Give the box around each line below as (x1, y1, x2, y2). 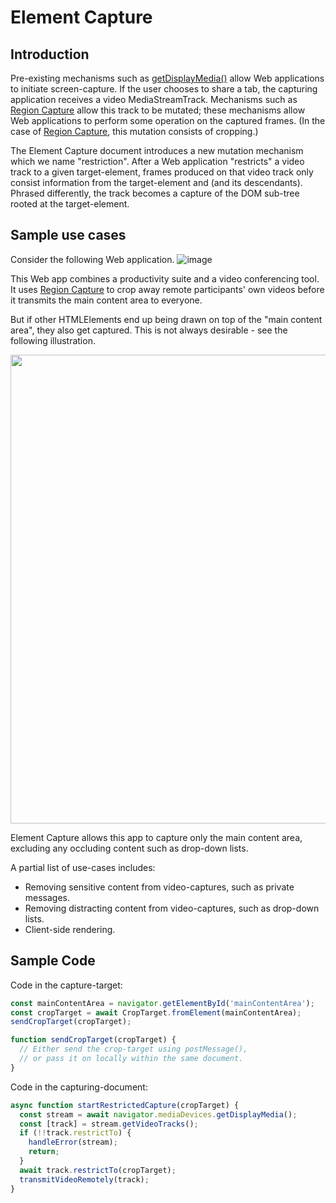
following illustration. (10, 334, 96, 346)
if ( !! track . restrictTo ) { (19, 1128, 132, 1138)
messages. (24, 891, 71, 903)
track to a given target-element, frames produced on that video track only (10, 166, 314, 178)
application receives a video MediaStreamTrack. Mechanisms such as (10, 94, 298, 105)
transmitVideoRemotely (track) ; (19, 1174, 150, 1185)
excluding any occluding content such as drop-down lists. (10, 842, 249, 854)
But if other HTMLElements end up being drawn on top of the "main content (10, 313, 323, 325)
